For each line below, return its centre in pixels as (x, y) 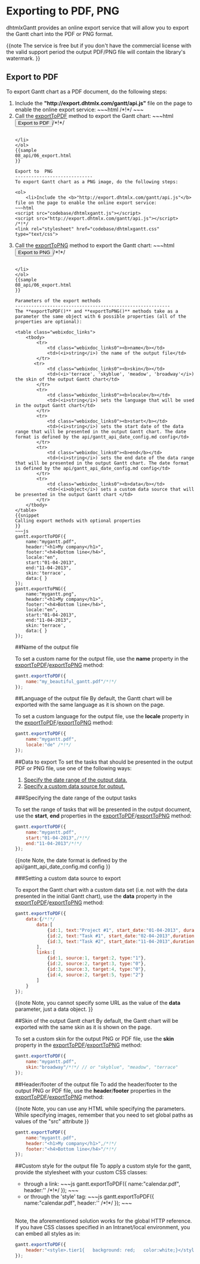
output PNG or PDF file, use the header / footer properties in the (93, 1090)
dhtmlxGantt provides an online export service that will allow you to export (98, 28)
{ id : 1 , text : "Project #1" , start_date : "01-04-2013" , (114, 930)
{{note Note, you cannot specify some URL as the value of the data (98, 1003)
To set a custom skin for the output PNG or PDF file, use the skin (94, 1039)
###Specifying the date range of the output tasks (76, 798)
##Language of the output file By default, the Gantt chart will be (93, 698)
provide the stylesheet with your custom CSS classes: (81, 1172)
